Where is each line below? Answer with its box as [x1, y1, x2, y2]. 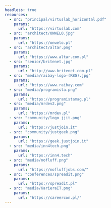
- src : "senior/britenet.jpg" [9, 59, 73, 64]
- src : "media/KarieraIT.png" [9, 186, 73, 191]
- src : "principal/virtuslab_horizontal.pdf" [9, 17, 107, 22]
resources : [5, 12, 28, 17]
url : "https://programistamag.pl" [18, 96, 91, 101]
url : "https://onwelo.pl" [18, 40, 73, 45]
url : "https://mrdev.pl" [18, 111, 71, 116]
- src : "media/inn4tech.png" [9, 143, 71, 149]
